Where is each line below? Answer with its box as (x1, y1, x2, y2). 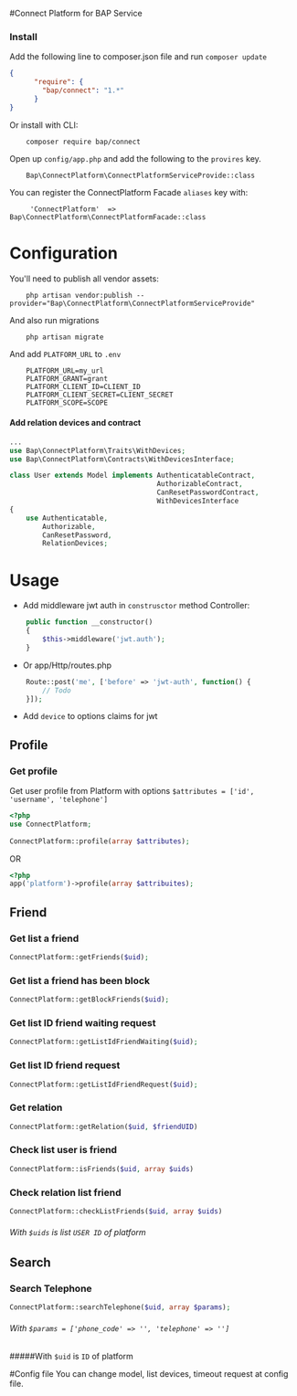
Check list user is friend (9, 1144, 117, 1157)
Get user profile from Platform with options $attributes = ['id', (9, 786, 255, 797)
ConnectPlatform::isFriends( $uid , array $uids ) (9, 1164, 195, 1173)
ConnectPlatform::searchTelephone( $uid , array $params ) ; (9, 1303, 231, 1312)
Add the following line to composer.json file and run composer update (9, 51, 268, 62)
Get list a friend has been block (9, 974, 151, 987)
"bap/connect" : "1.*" (42, 86, 125, 95)
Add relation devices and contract (9, 418, 142, 428)
